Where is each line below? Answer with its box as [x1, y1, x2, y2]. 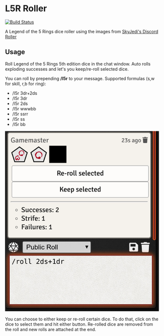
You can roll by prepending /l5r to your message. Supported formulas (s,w [5, 75, 155, 81]
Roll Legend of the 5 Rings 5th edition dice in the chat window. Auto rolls [5, 61, 151, 66]
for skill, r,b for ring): [5, 81, 46, 86]
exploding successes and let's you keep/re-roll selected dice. [5, 66, 129, 72]
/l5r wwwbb [12, 105, 37, 111]
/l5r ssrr [12, 111, 28, 117]
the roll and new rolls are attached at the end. [5, 326, 97, 332]
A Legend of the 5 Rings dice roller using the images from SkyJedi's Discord [5, 28, 159, 34]
